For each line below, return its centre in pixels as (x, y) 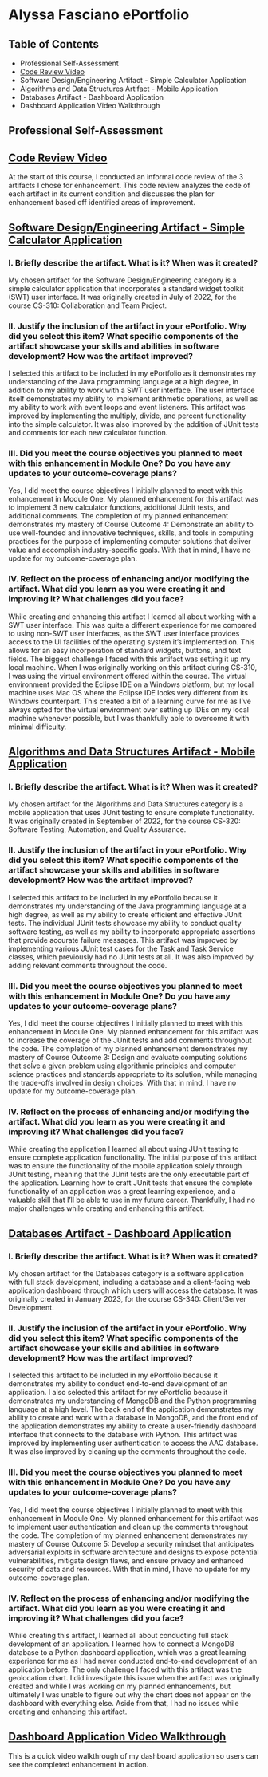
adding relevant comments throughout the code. (88, 965)
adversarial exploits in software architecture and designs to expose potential (134, 1552)
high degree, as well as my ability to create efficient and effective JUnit (125, 914)
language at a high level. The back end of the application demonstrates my (131, 1409)
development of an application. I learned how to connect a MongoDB (122, 1644)
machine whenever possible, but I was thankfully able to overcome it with (129, 718)
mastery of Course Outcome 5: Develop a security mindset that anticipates (131, 1543)
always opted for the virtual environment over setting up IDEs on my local (129, 709)
